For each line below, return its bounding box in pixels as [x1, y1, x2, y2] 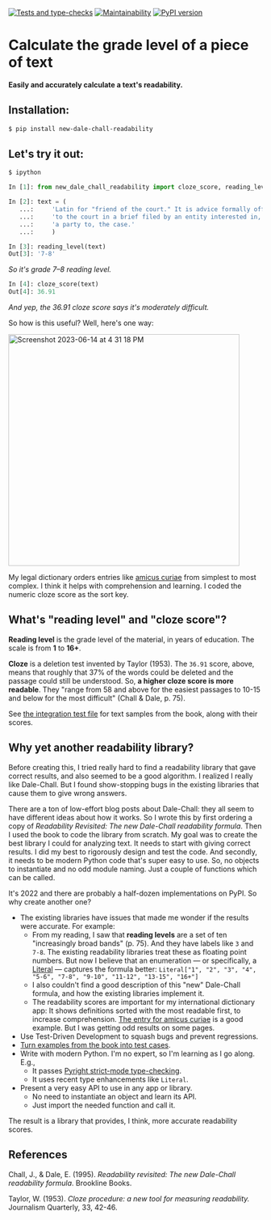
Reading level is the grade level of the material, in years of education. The [8, 634, 255, 644]
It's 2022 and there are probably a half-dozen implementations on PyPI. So [8, 888, 257, 898]
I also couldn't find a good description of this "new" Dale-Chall [31, 980, 240, 989]
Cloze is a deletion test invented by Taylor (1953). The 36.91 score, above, [8, 659, 255, 668]
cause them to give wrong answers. [8, 788, 127, 798]
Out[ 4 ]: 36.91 [8, 288, 56, 296]
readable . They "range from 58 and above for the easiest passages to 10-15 [8, 684, 261, 694]
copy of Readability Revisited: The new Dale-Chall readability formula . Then [8, 821, 262, 831]
